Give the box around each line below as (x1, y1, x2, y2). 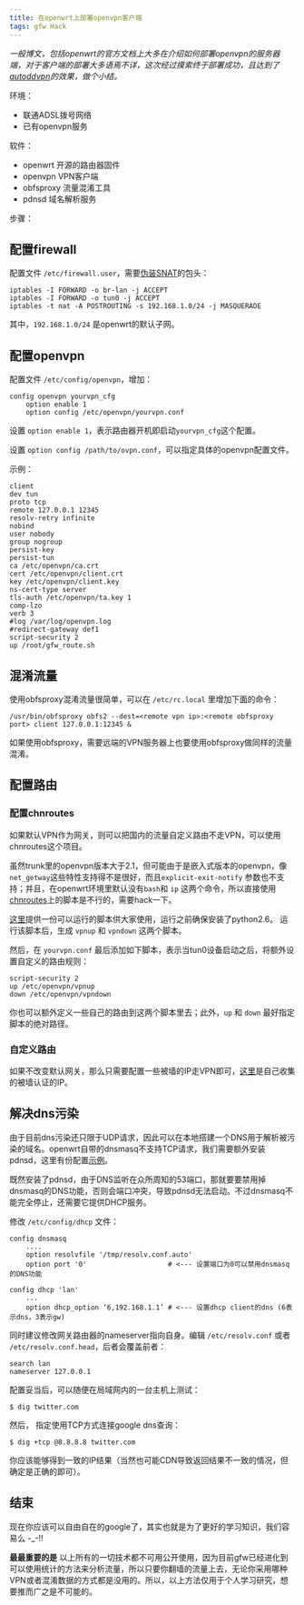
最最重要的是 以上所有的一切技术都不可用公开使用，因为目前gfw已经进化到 (9, 1551, 289, 1562)
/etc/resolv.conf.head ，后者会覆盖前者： (9, 1340, 167, 1351)
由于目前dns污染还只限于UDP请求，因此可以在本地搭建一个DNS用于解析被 (9, 1131, 288, 1142)
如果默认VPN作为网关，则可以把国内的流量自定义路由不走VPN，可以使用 (9, 829, 281, 840)
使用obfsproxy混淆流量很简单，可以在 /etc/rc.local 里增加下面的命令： (9, 693, 279, 705)
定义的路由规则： (25, 956, 89, 967)
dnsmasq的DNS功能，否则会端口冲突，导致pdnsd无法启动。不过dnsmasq (9, 1185, 286, 1196)
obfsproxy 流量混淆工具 (22, 182, 112, 193)
